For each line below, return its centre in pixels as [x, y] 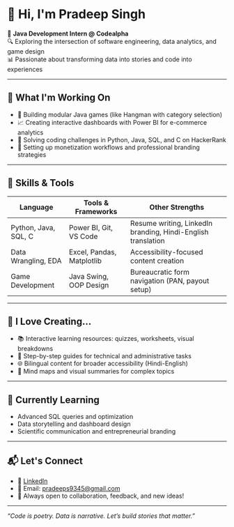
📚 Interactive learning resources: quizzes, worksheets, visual [106, 339]
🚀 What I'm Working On [59, 98]
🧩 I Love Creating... [49, 321]
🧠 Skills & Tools [41, 183]
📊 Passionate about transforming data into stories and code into [100, 59]
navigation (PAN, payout [170, 280]
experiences [25, 69]
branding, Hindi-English [169, 231]
